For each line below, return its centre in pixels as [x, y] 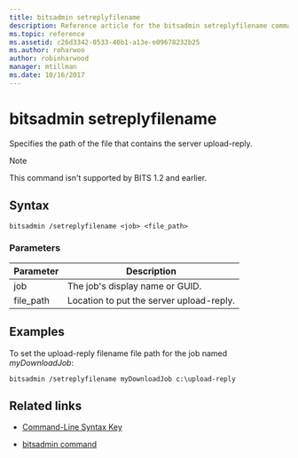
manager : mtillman [43, 67]
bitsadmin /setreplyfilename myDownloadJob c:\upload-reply [123, 379]
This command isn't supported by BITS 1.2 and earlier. [108, 177]
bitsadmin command [59, 445]
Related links [46, 406]
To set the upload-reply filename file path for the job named [118, 353]
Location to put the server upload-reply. [151, 300]
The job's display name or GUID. [134, 286]
